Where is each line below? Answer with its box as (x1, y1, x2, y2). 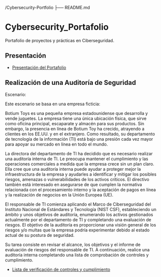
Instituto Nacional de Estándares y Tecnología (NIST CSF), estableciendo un (5, 206, 157, 212)
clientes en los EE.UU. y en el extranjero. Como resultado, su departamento (5, 131, 155, 137)
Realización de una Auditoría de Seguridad (5, 79, 136, 87)
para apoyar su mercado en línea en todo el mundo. (5, 141, 108, 147)
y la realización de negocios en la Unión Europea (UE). (5, 192, 114, 197)
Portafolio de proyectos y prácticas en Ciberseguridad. (5, 37, 115, 43)
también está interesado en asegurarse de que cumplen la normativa (5, 181, 142, 187)
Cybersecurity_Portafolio (5, 22, 109, 33)
